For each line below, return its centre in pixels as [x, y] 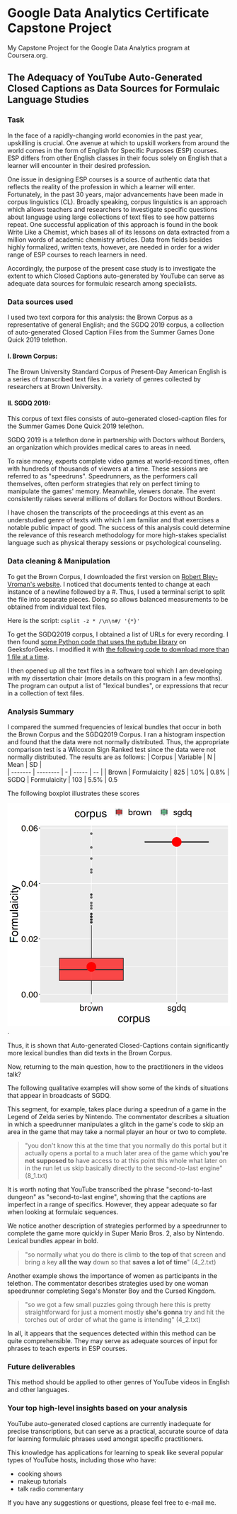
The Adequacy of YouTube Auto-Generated [105, 78]
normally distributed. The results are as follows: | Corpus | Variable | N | [112, 757]
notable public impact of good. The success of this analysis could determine [119, 528]
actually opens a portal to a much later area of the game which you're [126, 1153]
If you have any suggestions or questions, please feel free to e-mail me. [112, 1502]
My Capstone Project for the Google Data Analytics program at [99, 47]
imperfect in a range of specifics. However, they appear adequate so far [112, 1204]
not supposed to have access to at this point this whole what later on [126, 1160]
